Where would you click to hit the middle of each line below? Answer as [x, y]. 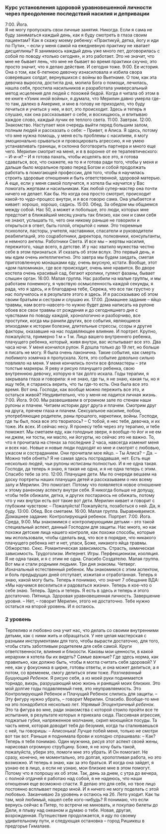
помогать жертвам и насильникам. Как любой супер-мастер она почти [81, 189]
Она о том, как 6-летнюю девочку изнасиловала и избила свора [74, 72]
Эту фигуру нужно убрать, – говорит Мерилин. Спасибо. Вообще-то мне [82, 699]
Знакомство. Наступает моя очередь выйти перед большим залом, [77, 125]
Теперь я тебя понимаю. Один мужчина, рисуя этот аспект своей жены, [82, 741]
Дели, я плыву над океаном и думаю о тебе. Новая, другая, [69, 810]
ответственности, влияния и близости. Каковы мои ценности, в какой [79, 651]
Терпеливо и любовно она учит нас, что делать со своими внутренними [82, 630]
